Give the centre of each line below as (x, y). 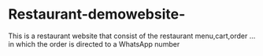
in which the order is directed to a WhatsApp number (94, 44)
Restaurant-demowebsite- (97, 14)
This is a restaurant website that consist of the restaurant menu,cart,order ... (132, 36)
